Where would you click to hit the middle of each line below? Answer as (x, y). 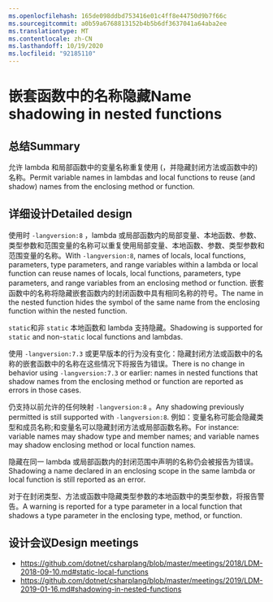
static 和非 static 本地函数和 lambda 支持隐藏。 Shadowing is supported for (136, 327)
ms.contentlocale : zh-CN (50, 39)
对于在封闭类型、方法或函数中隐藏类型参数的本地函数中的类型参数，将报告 (133, 496)
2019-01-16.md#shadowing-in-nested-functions (101, 589)
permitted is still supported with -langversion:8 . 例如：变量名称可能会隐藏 (133, 417)
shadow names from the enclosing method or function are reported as (126, 381)
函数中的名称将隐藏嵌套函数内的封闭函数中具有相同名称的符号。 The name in (136, 292)
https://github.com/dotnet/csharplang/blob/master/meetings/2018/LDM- (141, 563)
